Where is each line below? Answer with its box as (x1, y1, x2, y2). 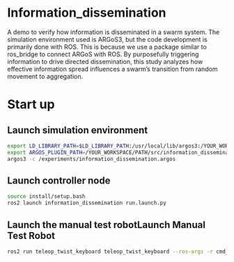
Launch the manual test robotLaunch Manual (7, 219, 205, 231)
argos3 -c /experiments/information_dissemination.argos (7, 155, 176, 163)
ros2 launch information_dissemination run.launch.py (7, 199, 167, 206)
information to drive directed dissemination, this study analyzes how (7, 57, 203, 65)
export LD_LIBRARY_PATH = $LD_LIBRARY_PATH (7, 142, 130, 149)
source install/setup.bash (7, 193, 86, 200)
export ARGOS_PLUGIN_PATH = (7, 149, 86, 156)
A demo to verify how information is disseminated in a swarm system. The (7, 28, 220, 36)
